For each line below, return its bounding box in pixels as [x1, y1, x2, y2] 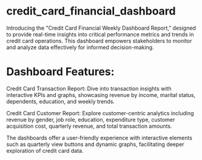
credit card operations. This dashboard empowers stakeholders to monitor [6, 37, 192, 44]
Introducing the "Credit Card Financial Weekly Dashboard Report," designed [6, 24, 196, 32]
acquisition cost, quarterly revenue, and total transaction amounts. [6, 122, 172, 130]
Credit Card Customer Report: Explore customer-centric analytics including [6, 109, 194, 116]
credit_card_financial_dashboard [6, 4, 176, 18]
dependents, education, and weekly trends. [6, 98, 115, 105]
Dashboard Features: [6, 65, 115, 79]
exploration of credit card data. [6, 147, 84, 154]
